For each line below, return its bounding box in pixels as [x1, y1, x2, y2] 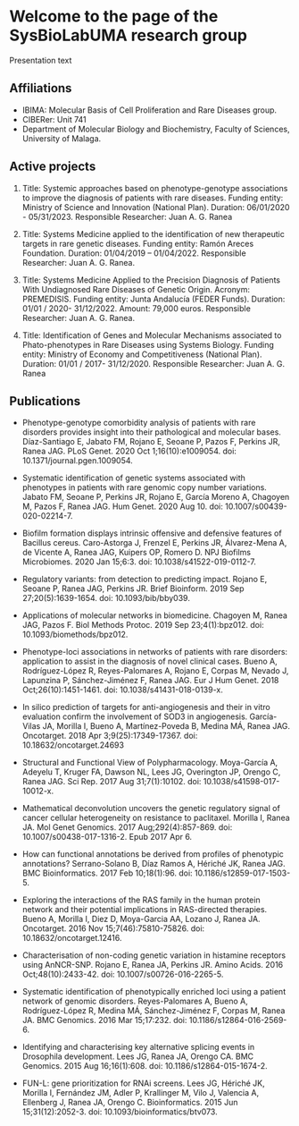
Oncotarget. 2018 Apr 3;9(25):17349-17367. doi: [21, 731, 198, 741]
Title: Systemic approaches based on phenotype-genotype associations [21, 182, 288, 193]
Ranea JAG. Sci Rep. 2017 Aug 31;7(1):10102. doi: [21, 776, 202, 787]
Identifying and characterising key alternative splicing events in [21, 1042, 255, 1053]
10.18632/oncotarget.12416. [21, 933, 122, 944]
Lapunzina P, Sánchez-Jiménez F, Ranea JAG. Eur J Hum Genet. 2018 [21, 675, 279, 686]
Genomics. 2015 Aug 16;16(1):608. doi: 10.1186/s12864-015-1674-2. [21, 1061, 268, 1071]
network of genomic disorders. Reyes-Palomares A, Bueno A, [21, 995, 248, 1007]
